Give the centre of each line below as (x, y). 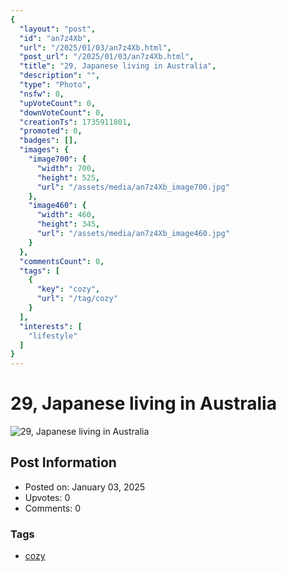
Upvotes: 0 (47, 497)
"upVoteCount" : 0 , (58, 103)
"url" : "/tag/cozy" (77, 299)
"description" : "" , (60, 76)
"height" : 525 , (68, 177)
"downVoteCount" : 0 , (62, 112)
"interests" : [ (51, 326)
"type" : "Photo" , (55, 85)
